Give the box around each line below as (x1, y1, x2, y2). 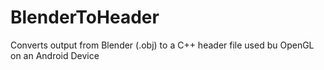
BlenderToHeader (10, 6, 160, 29)
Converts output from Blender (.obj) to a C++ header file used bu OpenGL (10, 39, 315, 51)
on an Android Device (10, 49, 100, 61)
